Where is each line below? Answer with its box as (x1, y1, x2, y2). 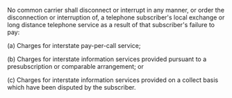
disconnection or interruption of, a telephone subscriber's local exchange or (7, 13, 225, 22)
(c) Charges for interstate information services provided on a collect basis (7, 76, 219, 84)
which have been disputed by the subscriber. (7, 83, 137, 91)
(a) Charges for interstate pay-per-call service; (7, 42, 141, 49)
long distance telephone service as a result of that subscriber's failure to (7, 21, 215, 28)
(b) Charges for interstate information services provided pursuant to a (7, 55, 207, 63)
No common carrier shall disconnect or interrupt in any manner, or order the (7, 6, 224, 14)
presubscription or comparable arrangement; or (7, 63, 144, 70)
